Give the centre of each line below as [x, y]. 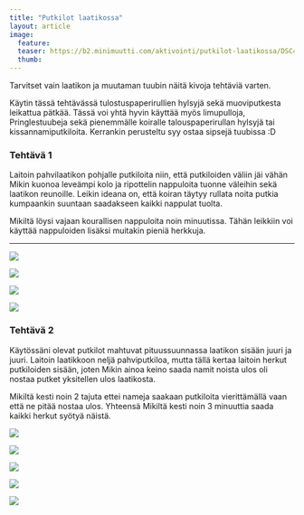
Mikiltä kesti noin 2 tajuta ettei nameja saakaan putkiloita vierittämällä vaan [148, 396]
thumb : [30, 60]
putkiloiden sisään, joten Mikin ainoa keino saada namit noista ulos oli [139, 369]
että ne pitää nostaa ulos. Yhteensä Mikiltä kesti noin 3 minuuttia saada [142, 406]
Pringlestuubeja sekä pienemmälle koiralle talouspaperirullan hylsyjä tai [142, 122]
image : [22, 34]
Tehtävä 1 [31, 154]
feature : [34, 43]
